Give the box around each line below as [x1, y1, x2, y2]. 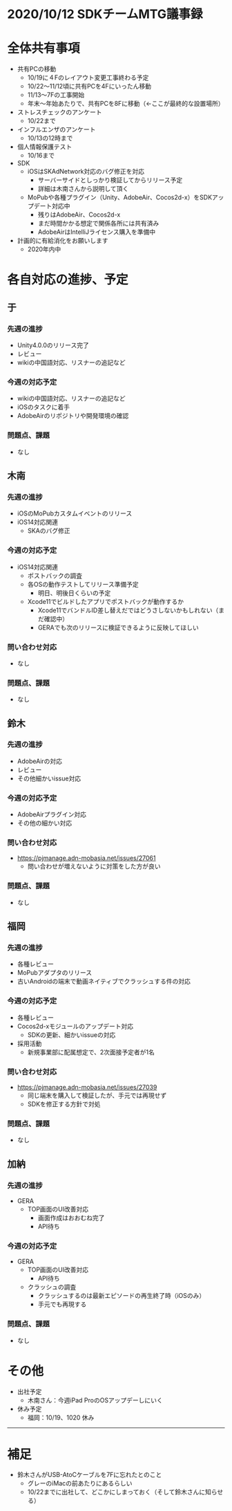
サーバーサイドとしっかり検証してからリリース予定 [37, 176, 183, 184]
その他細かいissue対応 [17, 774, 81, 782]
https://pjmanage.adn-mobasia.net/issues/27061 [17, 854, 156, 862]
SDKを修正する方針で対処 [27, 1100, 101, 1108]
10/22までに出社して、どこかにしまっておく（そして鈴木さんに [27, 1488, 206, 1496]
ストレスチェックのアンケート [17, 108, 102, 116]
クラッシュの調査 [27, 1283, 77, 1291]
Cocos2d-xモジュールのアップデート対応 [17, 1022, 134, 1030]
